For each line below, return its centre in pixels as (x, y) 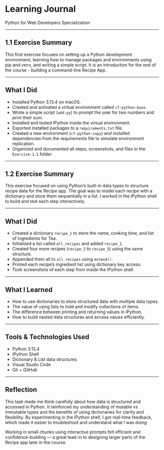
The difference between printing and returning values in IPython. (77, 312)
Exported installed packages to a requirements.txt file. (67, 128)
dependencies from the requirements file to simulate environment (78, 138)
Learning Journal (41, 9)
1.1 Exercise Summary (39, 43)
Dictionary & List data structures (44, 359)
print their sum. (27, 117)
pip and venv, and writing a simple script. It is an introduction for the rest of (81, 65)
